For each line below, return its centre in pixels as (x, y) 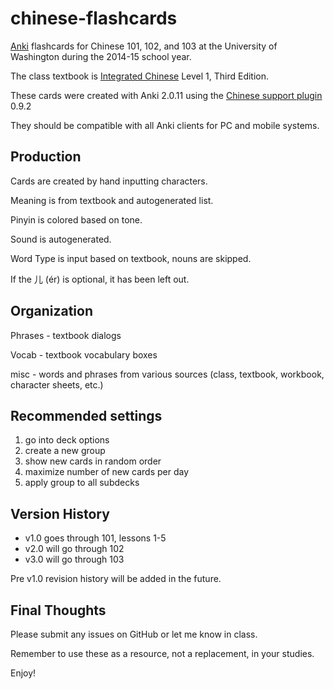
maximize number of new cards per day (107, 472)
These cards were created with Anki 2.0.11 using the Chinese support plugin (166, 95)
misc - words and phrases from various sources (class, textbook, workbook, (167, 374)
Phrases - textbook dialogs (66, 335)
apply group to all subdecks (82, 483)
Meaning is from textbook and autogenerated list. (112, 200)
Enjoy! (23, 673)
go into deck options (67, 440)
